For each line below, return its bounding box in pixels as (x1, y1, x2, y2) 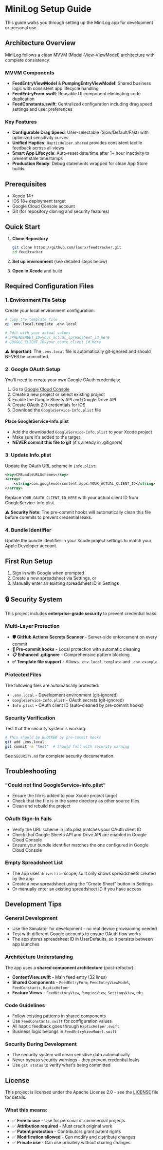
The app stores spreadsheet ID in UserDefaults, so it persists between (12, 936, 153, 942)
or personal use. (5, 24, 38, 30)
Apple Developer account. (5, 543, 57, 549)
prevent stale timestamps (12, 155, 63, 162)
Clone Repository (12, 235, 49, 241)
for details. (5, 1094, 27, 1100)
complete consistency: (5, 57, 51, 63)
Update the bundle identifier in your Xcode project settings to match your (5, 538, 152, 544)
